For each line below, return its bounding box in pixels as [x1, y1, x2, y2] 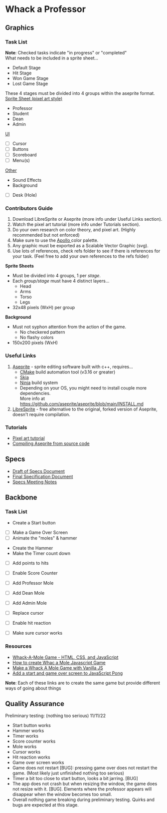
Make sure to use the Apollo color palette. [12, 237, 99, 243]
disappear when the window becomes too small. [12, 792, 112, 798]
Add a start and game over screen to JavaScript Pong [12, 670, 123, 676]
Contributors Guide [5, 205, 53, 212]
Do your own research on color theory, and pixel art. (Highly [12, 227, 136, 233]
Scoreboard [12, 152, 37, 158]
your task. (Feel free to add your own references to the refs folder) [12, 253, 149, 259]
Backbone [5, 493, 37, 502]
